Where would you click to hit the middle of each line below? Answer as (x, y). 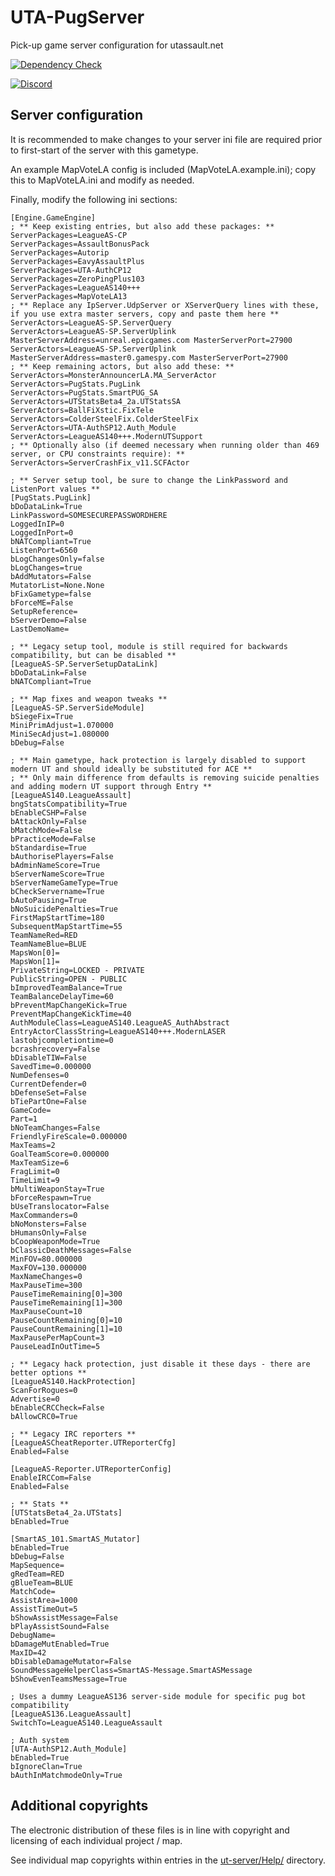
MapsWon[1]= (35, 961)
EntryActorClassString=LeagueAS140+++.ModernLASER (118, 1031)
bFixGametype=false (51, 594)
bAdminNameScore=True (55, 865)
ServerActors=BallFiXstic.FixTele (82, 410)
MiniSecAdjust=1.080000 (60, 734)
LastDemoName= (40, 629)
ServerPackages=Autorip (60, 252)
